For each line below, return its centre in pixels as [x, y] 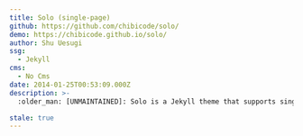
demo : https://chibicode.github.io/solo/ [88, 34]
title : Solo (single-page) [60, 18]
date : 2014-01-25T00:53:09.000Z [70, 85]
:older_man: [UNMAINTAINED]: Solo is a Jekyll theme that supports [147, 101]
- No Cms [34, 77]
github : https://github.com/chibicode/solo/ [94, 26]
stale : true [32, 118]
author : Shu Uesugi [46, 43]
